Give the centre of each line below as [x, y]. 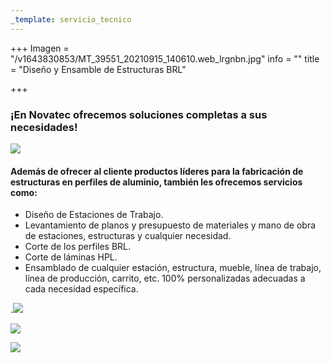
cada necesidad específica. [81, 289]
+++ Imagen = [40, 48]
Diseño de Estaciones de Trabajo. [94, 215]
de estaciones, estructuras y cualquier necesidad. [128, 236]
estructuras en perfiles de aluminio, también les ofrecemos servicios [156, 182]
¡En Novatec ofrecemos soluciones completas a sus [139, 114]
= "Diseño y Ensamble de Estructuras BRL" [98, 69]
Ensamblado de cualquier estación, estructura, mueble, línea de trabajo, [173, 268]
